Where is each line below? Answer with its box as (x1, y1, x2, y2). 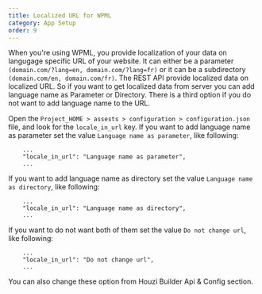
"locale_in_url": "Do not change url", (22, 256, 155, 264)
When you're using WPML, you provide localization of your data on (8, 48, 228, 58)
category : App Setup (8, 19, 77, 27)
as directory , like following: (8, 182, 100, 192)
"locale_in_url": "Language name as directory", (22, 204, 187, 212)
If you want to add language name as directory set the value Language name (8, 174, 253, 183)
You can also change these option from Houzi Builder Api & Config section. (8, 277, 254, 286)
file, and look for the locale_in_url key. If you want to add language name (8, 122, 251, 132)
